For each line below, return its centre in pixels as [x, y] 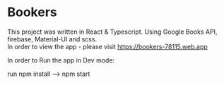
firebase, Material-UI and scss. [52, 39]
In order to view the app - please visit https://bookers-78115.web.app [108, 46]
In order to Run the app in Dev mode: [61, 60]
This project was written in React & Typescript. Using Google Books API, [112, 32]
